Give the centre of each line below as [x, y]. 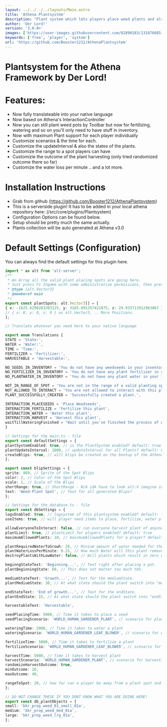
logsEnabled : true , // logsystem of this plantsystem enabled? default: [82, 514]
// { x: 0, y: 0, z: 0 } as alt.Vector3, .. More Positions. [70, 312]
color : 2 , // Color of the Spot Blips [45, 478]
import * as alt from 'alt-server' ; [43, 271]
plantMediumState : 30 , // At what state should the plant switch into [80, 583]
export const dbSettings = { [35, 510]
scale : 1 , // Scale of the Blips [40, 482]
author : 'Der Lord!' [27, 24]
